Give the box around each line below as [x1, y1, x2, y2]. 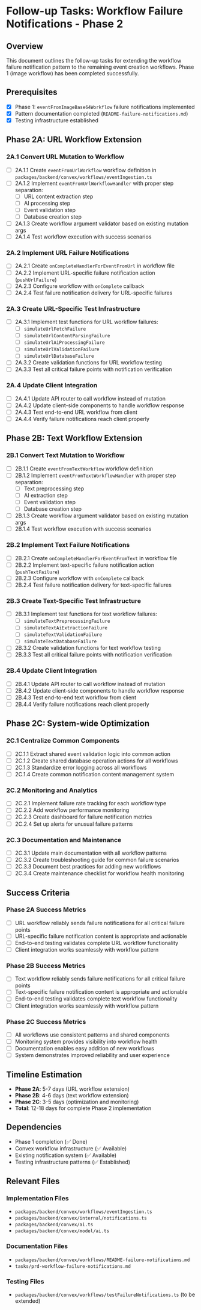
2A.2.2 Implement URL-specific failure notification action [14, 269, 155, 276]
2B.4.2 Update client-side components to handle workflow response [14, 687, 184, 694]
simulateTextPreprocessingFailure [23, 619, 110, 625]
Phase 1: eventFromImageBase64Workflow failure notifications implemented [14, 103, 195, 110]
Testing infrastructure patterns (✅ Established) [14, 1158, 131, 1165]
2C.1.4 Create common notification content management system [14, 770, 175, 778]
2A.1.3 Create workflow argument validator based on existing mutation [14, 220, 189, 227]
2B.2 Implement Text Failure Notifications [6, 541, 130, 549]
